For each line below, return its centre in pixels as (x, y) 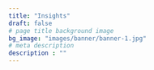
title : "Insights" (39, 16)
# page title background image (61, 31)
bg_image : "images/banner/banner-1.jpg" (78, 38)
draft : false (30, 23)
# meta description (41, 46)
